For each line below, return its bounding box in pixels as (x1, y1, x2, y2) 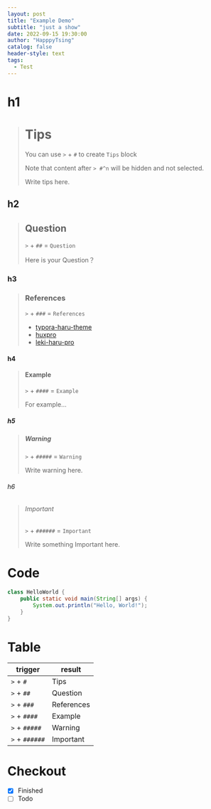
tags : (7, 57, 23, 64)
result (60, 665, 82, 675)
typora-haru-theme (35, 323, 92, 331)
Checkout (7, 763, 66, 779)
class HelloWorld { (7, 589, 65, 596)
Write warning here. (24, 466, 83, 475)
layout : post (7, 10, 46, 18)
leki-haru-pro (35, 338, 75, 347)
